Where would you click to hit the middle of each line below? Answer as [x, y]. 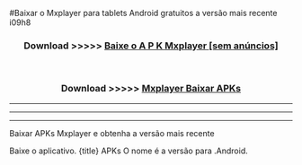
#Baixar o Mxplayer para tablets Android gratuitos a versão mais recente [143, 13]
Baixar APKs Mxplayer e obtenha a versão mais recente [112, 133]
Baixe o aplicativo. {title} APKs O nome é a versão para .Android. [129, 151]
